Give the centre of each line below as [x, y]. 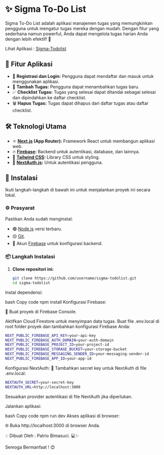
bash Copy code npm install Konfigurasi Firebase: [56, 302]
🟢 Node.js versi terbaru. [37, 229]
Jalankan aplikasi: [23, 406]
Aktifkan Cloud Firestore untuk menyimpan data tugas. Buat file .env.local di [82, 321]
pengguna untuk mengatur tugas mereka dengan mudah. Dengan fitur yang [82, 28]
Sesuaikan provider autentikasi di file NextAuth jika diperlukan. [69, 396]
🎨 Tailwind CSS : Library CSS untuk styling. [56, 157]
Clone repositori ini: [33, 269]
